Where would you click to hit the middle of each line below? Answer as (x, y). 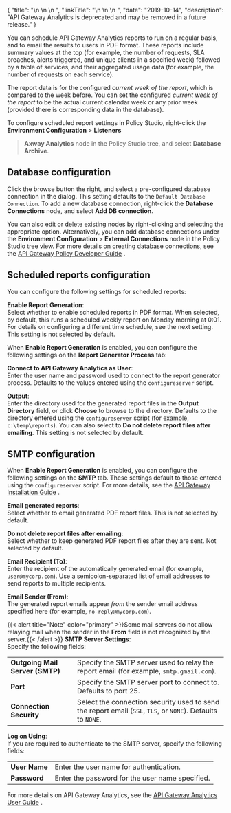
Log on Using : (27, 736)
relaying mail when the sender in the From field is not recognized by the (109, 632)
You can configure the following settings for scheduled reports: (97, 291)
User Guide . (25, 803)
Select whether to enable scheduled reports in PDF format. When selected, (113, 312)
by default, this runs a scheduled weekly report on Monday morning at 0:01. (114, 320)
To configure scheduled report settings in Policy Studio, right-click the (107, 123)
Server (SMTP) (35, 671)
